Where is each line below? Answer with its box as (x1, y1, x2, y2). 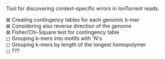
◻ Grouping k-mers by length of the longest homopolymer (6, 41, 146, 48)
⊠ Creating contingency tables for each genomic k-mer (6, 16, 140, 23)
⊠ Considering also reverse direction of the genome (6, 23, 132, 29)
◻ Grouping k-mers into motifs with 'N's (6, 35, 102, 41)
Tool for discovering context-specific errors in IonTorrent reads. (6, 5, 160, 12)
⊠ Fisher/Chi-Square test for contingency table (6, 29, 120, 36)
